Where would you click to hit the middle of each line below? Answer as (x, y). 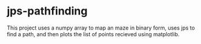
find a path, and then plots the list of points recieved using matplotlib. (93, 34)
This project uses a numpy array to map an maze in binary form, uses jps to (101, 28)
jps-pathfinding (47, 11)
